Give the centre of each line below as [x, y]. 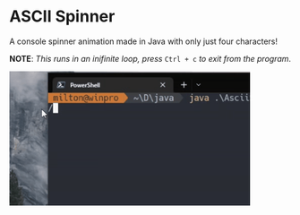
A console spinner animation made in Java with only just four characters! [144, 41]
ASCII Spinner [62, 17]
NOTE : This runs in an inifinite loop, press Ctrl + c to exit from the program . [150, 58]
